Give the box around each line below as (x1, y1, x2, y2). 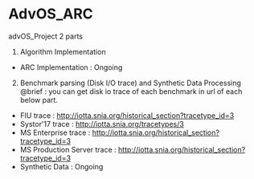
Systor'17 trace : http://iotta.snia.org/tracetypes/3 (19, 119, 185, 128)
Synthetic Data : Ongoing (19, 161, 104, 171)
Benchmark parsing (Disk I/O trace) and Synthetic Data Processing (19, 78, 241, 87)
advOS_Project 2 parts (8, 31, 83, 41)
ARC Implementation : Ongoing (19, 62, 123, 72)
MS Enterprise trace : (19, 128, 91, 137)
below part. (19, 95, 59, 104)
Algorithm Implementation (19, 47, 106, 56)
